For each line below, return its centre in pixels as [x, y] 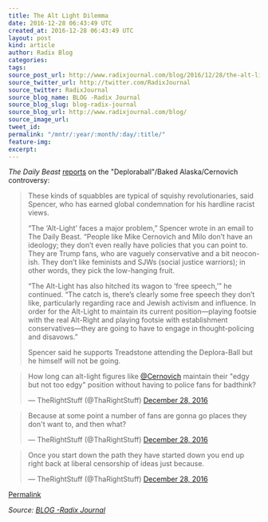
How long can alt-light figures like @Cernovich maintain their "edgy [138, 377]
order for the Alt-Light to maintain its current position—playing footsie [142, 311]
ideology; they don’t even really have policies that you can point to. [138, 245]
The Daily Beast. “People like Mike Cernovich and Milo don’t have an [140, 237]
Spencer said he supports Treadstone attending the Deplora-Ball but [140, 353]
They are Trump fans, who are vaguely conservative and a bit [128, 254]
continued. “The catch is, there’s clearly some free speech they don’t [141, 295]
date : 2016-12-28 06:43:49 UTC [60, 23]
